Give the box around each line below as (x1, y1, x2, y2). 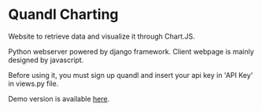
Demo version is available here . (8, 94, 110, 103)
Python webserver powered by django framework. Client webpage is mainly (8, 46, 254, 56)
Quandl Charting (8, 6, 120, 24)
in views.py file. (8, 79, 59, 88)
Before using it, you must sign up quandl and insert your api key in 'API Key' (8, 70, 253, 80)
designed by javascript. (8, 55, 84, 65)
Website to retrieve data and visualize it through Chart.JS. (8, 31, 195, 41)
